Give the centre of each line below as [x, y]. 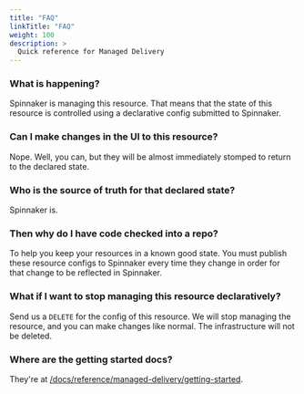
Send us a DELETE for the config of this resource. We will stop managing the [150, 316]
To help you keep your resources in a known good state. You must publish [148, 254]
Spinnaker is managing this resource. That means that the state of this [141, 104]
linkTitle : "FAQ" [42, 26]
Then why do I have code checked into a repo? [114, 233]
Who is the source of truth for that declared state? [122, 190]
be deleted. [31, 336]
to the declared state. [49, 166]
